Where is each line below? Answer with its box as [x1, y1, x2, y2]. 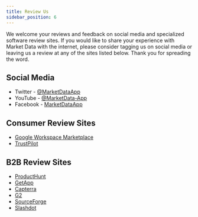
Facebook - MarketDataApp [14, 101, 83, 108]
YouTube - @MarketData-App [14, 95, 87, 102]
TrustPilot [14, 140, 38, 147]
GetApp [14, 179, 34, 186]
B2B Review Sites [6, 157, 72, 167]
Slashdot [14, 204, 37, 211]
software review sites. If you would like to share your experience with [6, 37, 175, 44]
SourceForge [14, 197, 47, 205]
